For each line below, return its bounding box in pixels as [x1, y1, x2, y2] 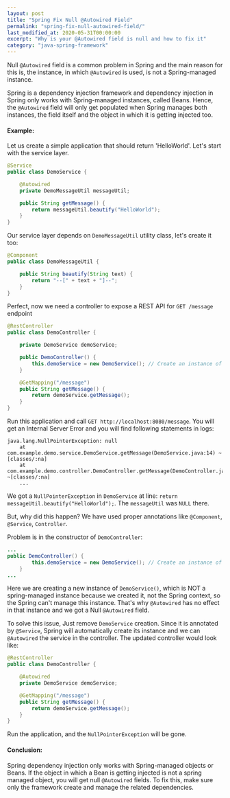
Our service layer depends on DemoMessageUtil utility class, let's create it [7, 231, 212, 240]
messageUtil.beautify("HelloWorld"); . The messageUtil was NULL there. [7, 499, 210, 508]
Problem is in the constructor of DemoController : [7, 533, 142, 541]
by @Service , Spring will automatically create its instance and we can [7, 626, 201, 635]
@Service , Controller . [7, 520, 68, 528]
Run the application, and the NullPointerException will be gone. [7, 730, 187, 738]
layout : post [7, 10, 44, 17]
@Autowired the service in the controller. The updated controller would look [7, 634, 217, 642]
